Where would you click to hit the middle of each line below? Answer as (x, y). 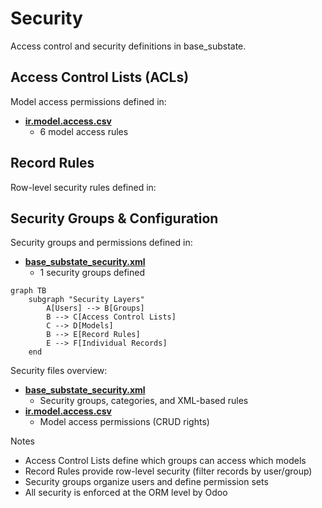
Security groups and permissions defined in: (101, 243)
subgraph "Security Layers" (86, 300)
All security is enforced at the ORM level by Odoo (126, 493)
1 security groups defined (92, 273)
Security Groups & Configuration (114, 218)
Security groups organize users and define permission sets (146, 482)
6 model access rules (84, 131)
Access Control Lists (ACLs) (100, 77)
